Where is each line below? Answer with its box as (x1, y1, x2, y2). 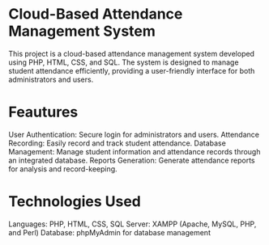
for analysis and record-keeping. (8, 163, 117, 174)
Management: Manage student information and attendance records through (8, 146, 261, 156)
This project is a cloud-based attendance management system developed (8, 49, 255, 58)
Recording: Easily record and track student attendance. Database (8, 138, 227, 148)
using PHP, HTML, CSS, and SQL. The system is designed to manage (8, 57, 239, 67)
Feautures (8, 103, 79, 121)
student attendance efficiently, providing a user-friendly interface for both (8, 65, 255, 75)
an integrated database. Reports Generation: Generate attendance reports (8, 155, 255, 165)
